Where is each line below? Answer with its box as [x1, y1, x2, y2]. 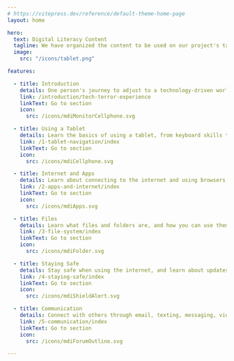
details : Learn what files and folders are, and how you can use [19, 222, 214, 229]
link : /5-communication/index [19, 318, 108, 325]
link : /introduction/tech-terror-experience [19, 93, 151, 100]
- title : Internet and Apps [13, 170, 95, 178]
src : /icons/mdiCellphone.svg [25, 158, 114, 164]
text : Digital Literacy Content [13, 36, 108, 43]
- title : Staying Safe [13, 260, 79, 267]
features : [7, 68, 36, 75]
